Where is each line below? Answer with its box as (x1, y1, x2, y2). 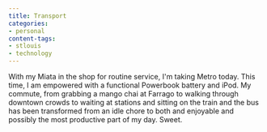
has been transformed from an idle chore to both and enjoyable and (8, 106, 235, 116)
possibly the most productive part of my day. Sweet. (8, 115, 183, 124)
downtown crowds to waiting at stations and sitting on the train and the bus (8, 98, 259, 107)
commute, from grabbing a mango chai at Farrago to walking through (8, 89, 239, 98)
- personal (8, 27, 45, 35)
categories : (8, 19, 49, 28)
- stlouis (8, 42, 42, 50)
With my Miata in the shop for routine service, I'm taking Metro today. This (8, 72, 256, 81)
